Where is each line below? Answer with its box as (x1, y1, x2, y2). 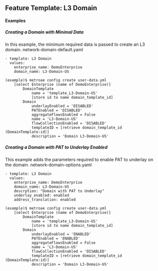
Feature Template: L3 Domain (5, 4, 97, 12)
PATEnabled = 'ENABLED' (31, 236, 80, 241)
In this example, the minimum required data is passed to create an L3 (5, 41, 145, 47)
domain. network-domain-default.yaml (5, 46, 84, 52)
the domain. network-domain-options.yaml (5, 162, 92, 168)
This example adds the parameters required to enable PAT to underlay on (5, 156, 154, 162)
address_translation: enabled (14, 197, 76, 202)
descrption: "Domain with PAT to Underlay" (14, 188, 105, 194)
